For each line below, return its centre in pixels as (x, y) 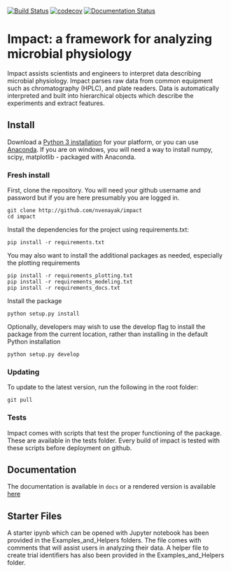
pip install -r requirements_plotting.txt (70, 276)
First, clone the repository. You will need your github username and (104, 190)
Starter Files (35, 516)
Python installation (34, 342)
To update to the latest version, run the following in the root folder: (103, 387)
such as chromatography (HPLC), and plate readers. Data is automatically (113, 88)
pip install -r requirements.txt (56, 243)
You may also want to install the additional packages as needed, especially (115, 256)
